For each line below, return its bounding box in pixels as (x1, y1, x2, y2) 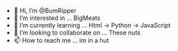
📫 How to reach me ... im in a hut (13, 37, 109, 44)
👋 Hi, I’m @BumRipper (13, 7, 77, 14)
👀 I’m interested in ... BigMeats (13, 14, 101, 22)
